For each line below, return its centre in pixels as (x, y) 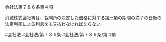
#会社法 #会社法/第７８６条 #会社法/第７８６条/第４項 (61, 34)
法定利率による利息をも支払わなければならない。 (55, 24)
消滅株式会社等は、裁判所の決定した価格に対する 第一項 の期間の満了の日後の (83, 18)
